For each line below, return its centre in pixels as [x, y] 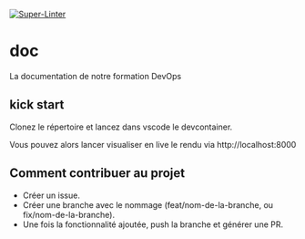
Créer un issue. [51, 195]
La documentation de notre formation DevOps [96, 76]
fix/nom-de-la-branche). [69, 214]
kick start [37, 105]
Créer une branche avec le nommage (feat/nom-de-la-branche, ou [148, 204]
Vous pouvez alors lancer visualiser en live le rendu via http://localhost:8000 [153, 144]
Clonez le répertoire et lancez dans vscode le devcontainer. [121, 127]
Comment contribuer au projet [97, 173]
